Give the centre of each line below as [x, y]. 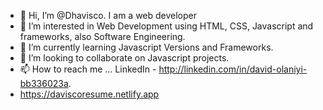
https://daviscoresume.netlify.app [89, 94]
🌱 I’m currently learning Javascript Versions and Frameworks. [146, 47]
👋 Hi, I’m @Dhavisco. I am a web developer [108, 15]
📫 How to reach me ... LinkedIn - [88, 69]
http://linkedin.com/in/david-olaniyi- [233, 69]
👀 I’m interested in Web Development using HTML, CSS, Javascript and [166, 26]
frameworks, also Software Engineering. [102, 36]
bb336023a [44, 83]
